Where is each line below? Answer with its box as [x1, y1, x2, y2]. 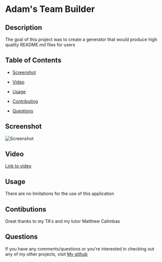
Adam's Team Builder [5, 3, 95, 15]
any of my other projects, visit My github [5, 251, 88, 257]
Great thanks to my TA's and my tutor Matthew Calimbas [5, 218, 120, 224]
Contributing [12, 98, 38, 104]
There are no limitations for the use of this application [5, 190, 114, 197]
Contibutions [5, 205, 47, 213]
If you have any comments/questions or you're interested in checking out [5, 246, 155, 252]
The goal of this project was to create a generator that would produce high [5, 36, 158, 42]
